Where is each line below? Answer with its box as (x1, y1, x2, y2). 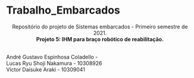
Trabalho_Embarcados (6, 4, 120, 17)
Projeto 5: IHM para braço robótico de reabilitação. (36, 35, 164, 43)
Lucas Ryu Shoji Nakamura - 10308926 (6, 60, 102, 67)
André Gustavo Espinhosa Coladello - (6, 53, 98, 60)
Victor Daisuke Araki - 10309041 (6, 66, 85, 73)
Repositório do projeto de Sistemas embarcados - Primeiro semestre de (12, 23, 188, 30)
